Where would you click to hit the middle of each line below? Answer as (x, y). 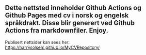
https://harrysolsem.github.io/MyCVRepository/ (52, 47)
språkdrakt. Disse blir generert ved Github (70, 23)
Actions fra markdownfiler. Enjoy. (57, 31)
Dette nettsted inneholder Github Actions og (73, 8)
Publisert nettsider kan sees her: (37, 42)
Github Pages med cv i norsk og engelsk (67, 16)
